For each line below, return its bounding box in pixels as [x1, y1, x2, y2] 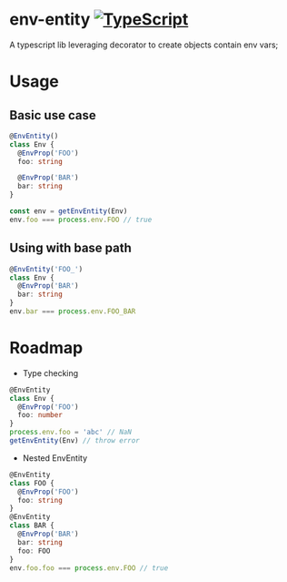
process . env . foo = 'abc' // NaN [9, 428, 132, 437]
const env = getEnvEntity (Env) [9, 207, 128, 216]
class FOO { [9, 478, 54, 487]
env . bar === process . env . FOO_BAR [9, 307, 136, 316]
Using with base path [9, 240, 132, 256]
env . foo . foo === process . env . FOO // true [9, 563, 169, 573]
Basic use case [9, 107, 97, 123]
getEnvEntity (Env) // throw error [9, 436, 141, 445]
